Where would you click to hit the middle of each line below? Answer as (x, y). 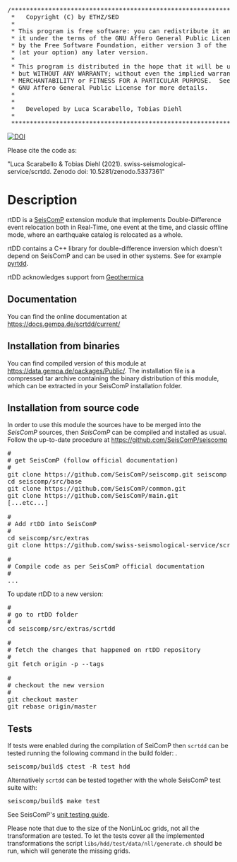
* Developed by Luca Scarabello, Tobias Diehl (97, 109)
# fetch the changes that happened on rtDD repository (104, 650)
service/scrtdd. (30, 171)
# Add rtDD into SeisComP (52, 524)
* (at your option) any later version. (80, 52)
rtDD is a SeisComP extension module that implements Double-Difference (114, 219)
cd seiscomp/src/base (45, 482)
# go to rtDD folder (43, 615)
